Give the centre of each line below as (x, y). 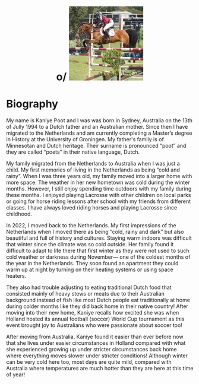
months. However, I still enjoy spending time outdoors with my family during (99, 189)
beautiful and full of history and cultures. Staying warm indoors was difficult (99, 238)
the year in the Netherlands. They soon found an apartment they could (92, 264)
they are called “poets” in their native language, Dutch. (73, 152)
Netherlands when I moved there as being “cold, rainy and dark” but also (95, 232)
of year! (16, 375)
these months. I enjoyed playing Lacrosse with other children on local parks (99, 195)
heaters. (16, 276)
